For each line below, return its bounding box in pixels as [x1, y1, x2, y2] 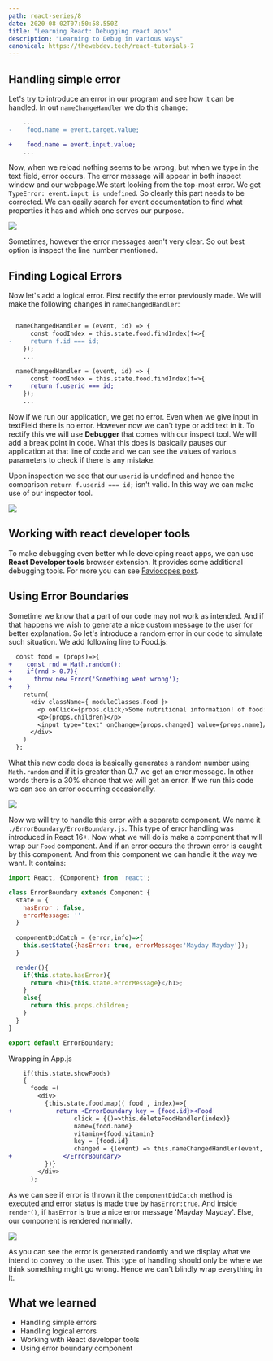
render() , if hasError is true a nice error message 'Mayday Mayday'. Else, [8, 1207, 254, 1216]
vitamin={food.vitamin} [73, 1129, 154, 1138]
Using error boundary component [19, 1343, 133, 1354]
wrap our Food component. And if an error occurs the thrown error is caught [8, 841, 262, 850]
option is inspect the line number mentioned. [8, 246, 158, 255]
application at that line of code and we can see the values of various [8, 446, 237, 456]
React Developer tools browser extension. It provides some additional [8, 557, 244, 567]
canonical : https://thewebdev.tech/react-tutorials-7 [8, 42, 195, 50]
